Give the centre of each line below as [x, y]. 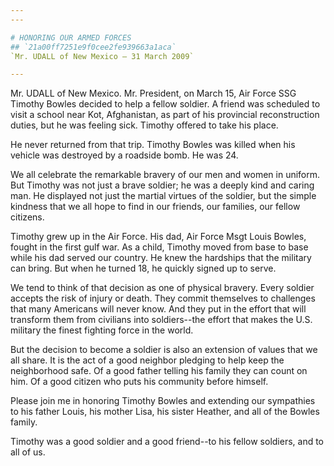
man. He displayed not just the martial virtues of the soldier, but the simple [163, 196]
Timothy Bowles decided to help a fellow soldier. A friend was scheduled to [165, 104]
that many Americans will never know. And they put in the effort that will [158, 309]
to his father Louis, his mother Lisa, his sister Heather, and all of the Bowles [165, 412]
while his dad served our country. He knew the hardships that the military [161, 258]
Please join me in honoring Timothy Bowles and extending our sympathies [163, 401]
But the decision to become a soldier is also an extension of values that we [164, 350]
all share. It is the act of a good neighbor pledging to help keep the [147, 360]
